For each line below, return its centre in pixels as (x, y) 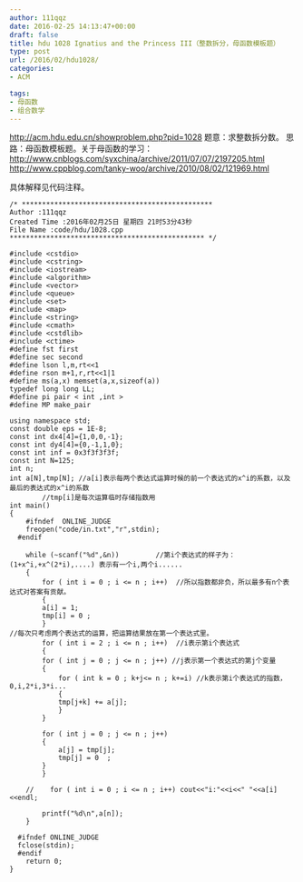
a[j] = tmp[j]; (87, 750)
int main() (30, 506)
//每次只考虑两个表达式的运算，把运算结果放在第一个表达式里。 (112, 634)
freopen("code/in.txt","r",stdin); (93, 530)
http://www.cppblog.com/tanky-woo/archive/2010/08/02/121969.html (140, 168)
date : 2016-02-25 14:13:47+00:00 (73, 26)
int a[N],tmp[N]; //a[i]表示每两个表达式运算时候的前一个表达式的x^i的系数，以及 (150, 478)
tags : (20, 93)
